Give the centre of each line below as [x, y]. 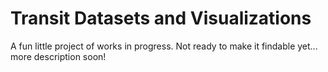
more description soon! [58, 56]
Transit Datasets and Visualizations [161, 18]
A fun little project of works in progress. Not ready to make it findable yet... [164, 46]
